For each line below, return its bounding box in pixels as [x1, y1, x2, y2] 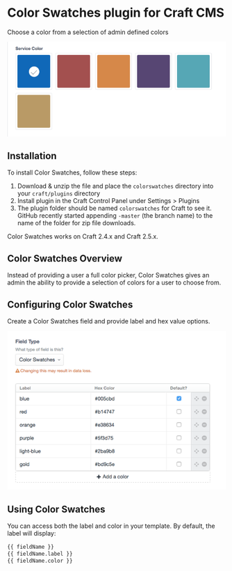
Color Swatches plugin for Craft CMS [7, 5, 224, 21]
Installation [7, 150, 57, 162]
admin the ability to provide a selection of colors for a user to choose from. [7, 278, 222, 287]
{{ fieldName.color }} [7, 558, 73, 565]
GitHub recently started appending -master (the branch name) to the [17, 211, 213, 220]
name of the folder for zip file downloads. [17, 219, 136, 227]
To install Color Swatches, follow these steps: [7, 168, 138, 177]
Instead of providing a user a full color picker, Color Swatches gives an [7, 271, 210, 280]
